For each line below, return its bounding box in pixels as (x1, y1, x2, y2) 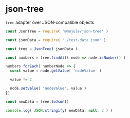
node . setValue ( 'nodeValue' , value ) (10, 86, 87, 91)
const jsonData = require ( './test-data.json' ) (5, 37, 106, 42)
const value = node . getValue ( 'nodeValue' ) (10, 68, 102, 73)
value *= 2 (10, 77, 32, 82)
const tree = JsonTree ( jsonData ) (5, 46, 78, 51)
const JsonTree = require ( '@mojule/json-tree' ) (5, 29, 109, 34)
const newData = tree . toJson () (5, 99, 69, 104)
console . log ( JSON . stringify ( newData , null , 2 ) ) (5, 108, 112, 113)
